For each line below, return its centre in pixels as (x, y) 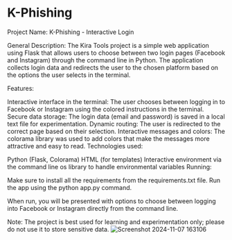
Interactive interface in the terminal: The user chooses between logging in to (116, 101)
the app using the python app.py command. (70, 187)
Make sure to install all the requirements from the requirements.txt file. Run (114, 180)
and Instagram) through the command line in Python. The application (105, 60)
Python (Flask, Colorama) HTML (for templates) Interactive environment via (114, 159)
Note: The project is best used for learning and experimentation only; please (116, 222)
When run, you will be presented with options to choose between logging (111, 201)
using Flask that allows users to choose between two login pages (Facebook (116, 53)
